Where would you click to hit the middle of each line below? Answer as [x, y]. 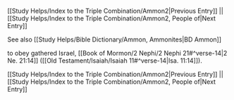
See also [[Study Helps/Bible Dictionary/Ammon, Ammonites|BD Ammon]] [115, 39]
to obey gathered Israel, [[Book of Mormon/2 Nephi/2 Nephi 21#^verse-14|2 [117, 53]
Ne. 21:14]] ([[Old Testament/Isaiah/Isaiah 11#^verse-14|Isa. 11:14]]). [105, 61]
